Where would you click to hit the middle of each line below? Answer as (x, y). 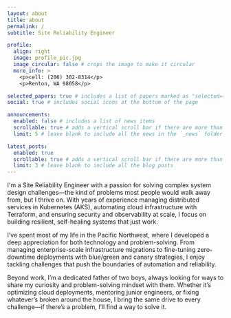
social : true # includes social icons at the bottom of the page (102, 103)
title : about (26, 20)
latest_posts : (27, 146)
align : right (32, 52)
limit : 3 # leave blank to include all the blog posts (93, 166)
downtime (21, 257)
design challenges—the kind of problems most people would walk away (109, 193)
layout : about (27, 13)
